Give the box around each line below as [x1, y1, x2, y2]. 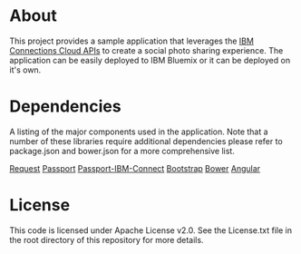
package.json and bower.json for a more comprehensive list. [9, 145, 236, 156]
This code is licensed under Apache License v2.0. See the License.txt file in [9, 224, 293, 236]
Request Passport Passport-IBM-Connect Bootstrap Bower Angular [9, 162, 261, 173]
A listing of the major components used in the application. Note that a [9, 126, 269, 137]
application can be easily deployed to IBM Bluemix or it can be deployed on [9, 54, 291, 65]
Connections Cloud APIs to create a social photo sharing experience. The [9, 44, 284, 55]
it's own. [9, 64, 42, 75]
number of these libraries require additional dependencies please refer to [9, 135, 283, 146]
